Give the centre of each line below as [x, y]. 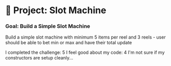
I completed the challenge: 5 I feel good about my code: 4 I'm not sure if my [85, 52]
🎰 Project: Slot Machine [56, 10]
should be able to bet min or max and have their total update [69, 43]
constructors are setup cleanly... [39, 58]
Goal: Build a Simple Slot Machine [48, 26]
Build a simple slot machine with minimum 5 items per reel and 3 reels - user [86, 37]
